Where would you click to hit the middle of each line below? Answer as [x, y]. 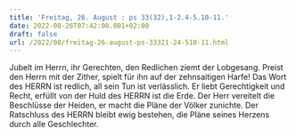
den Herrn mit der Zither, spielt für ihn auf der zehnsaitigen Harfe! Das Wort [148, 77]
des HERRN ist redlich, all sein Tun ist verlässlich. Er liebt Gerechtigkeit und [147, 86]
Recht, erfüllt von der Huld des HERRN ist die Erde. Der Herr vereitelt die [142, 96]
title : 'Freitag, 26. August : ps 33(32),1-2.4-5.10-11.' [119, 17]
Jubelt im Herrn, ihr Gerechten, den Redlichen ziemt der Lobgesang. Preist [146, 68]
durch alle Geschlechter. [54, 124]
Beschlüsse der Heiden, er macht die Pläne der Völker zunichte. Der [134, 105]
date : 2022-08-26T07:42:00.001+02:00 [79, 26]
